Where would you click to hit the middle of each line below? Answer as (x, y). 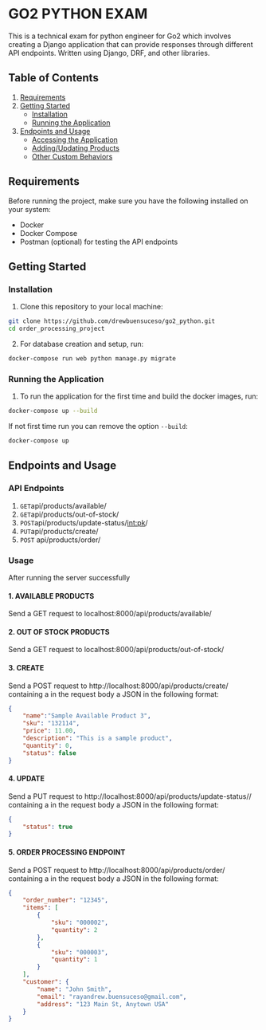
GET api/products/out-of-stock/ (69, 514)
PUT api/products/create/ (59, 531)
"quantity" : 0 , (48, 745)
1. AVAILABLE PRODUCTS (51, 596)
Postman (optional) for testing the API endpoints (99, 242)
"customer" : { (46, 982)
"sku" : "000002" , (80, 923)
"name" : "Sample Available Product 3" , (87, 716)
